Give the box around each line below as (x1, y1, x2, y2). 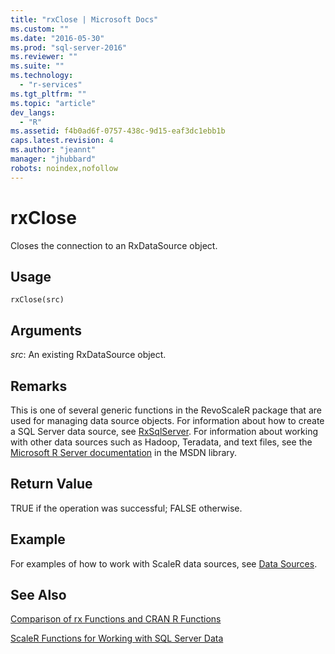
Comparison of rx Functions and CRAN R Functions (10, 613, 222, 625)
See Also (10, 587, 67, 604)
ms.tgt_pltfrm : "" (10, 89, 87, 99)
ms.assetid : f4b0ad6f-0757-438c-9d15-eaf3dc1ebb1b (10, 126, 226, 136)
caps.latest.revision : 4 (10, 136, 114, 146)
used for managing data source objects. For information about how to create (10, 415, 325, 426)
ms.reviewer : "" (10, 52, 78, 62)
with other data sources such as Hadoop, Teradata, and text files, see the (10, 436, 313, 448)
